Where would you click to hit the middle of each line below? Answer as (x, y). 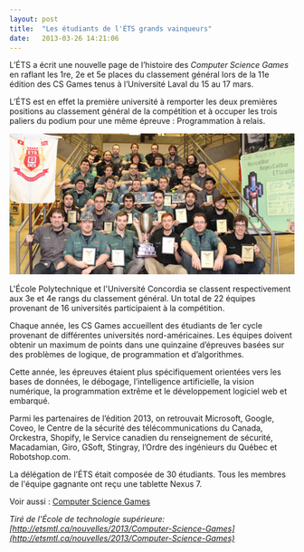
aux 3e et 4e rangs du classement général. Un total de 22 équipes (133, 298)
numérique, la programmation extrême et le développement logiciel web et (148, 391)
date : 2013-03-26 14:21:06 (64, 38)
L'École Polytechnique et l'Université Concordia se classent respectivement (150, 289)
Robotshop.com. (40, 457)
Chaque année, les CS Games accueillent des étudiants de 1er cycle (136, 325)
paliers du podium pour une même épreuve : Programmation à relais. (138, 121)
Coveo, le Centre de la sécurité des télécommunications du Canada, (136, 428)
